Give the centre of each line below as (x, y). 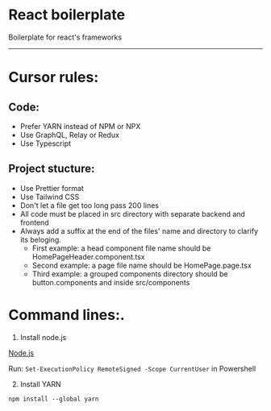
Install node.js (43, 337)
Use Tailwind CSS (50, 197)
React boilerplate (67, 15)
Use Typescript (45, 143)
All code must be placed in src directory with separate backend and (133, 214)
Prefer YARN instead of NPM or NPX (80, 126)
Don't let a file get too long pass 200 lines (90, 205)
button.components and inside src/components (111, 282)
